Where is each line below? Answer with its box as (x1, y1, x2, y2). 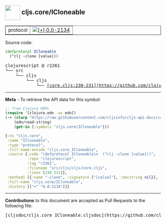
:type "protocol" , (7, 142, 45, 148)
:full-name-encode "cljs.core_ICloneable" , (7, 147, 98, 152)
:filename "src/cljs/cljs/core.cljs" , (27, 166, 107, 171)
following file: (5, 203, 33, 209)
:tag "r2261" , (27, 161, 56, 166)
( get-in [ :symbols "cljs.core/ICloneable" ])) (14, 124, 110, 129)
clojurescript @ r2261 (5, 62, 60, 68)
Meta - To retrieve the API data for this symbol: (5, 96, 101, 102)
